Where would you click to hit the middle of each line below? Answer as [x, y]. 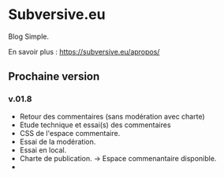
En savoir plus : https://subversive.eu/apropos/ [84, 51]
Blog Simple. [29, 36]
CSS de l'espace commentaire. [70, 133]
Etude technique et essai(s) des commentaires [95, 125]
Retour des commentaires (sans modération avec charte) [112, 116]
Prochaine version [54, 77]
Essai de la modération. [58, 141]
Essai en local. [43, 150]
